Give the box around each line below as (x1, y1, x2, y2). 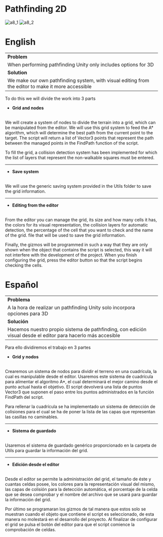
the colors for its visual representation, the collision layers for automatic (5, 222, 148, 228)
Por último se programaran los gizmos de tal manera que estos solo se (5, 506, 147, 512)
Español (5, 279, 39, 291)
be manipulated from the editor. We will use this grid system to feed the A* (5, 125, 154, 130)
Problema (7, 296, 31, 303)
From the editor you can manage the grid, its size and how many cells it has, (5, 217, 157, 223)
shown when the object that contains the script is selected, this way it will (5, 246, 152, 253)
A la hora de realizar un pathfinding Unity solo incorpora (7, 304, 135, 311)
